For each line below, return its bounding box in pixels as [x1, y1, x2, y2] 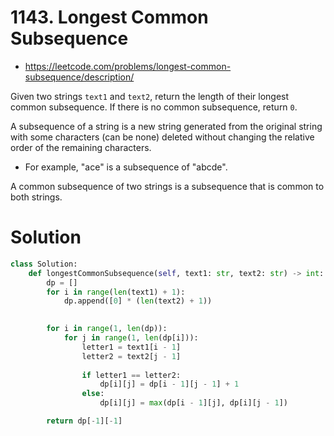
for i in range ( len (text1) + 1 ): [46, 287, 186, 297]
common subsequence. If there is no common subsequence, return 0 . [10, 101, 298, 113]
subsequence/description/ [24, 71, 135, 83]
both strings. [10, 191, 63, 203]
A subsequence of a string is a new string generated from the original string [10, 120, 323, 132]
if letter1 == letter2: [81, 370, 182, 380]
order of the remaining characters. [10, 141, 152, 153]
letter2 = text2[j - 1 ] [81, 351, 182, 361]
